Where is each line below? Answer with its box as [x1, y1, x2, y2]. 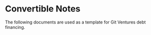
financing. [5, 24, 25, 30]
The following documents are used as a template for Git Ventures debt [5, 19, 146, 25]
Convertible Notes [5, 3, 80, 14]
